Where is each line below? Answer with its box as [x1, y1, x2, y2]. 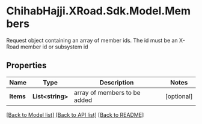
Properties [6, 61, 47, 71]
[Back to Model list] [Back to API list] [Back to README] [6, 111, 144, 118]
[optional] [165, 92, 193, 100]
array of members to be [74, 88, 141, 96]
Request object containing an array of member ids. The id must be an [6, 37, 179, 44]
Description [99, 78, 134, 86]
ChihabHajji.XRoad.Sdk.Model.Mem [6, 4, 191, 18]
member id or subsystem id [20, 43, 88, 50]
